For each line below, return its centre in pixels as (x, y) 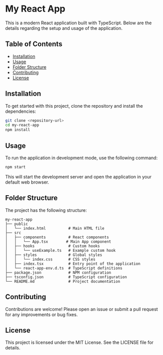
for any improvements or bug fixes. (42, 315)
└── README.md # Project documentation (63, 281)
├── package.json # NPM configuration (58, 273)
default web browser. (27, 182)
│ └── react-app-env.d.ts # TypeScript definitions (64, 268)
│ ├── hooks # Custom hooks (53, 246)
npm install (18, 130)
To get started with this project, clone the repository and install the (74, 106)
